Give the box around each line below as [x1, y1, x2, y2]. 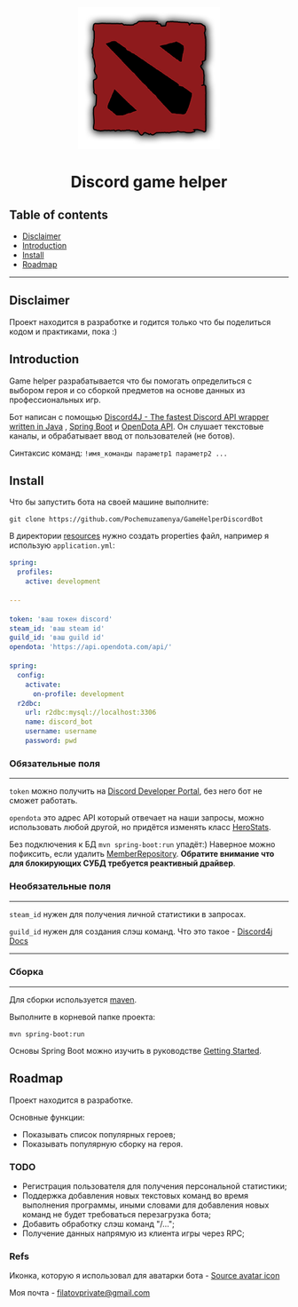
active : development [25, 577, 101, 586]
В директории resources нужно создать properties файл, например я [9, 531, 269, 542]
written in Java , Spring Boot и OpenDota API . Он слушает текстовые [9, 421, 264, 432]
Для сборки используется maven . [9, 994, 137, 1005]
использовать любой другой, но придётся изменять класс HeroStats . [9, 822, 272, 833]
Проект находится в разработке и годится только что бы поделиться [9, 316, 271, 327]
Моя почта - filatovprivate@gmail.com [9, 1287, 151, 1298]
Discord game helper [70, 172, 228, 193]
